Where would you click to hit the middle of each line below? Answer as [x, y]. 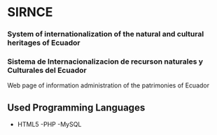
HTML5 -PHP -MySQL [49, 125]
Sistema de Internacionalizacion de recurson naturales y [105, 62]
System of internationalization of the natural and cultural [106, 34]
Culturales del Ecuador [47, 71]
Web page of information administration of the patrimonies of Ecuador [108, 85]
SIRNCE [30, 12]
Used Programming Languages [76, 107]
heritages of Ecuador [44, 43]
